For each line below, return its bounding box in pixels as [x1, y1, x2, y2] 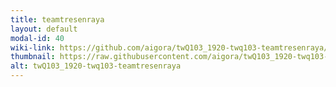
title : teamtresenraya [10, 14, 105, 25]
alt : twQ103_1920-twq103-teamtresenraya [10, 61, 182, 71]
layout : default [10, 24, 78, 34]
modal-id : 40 [10, 33, 65, 43]
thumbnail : [10, 52, 56, 62]
